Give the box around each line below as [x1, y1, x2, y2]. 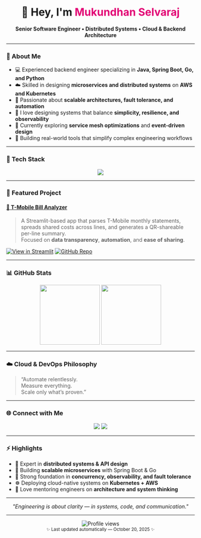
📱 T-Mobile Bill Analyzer [6, 203, 68, 211]
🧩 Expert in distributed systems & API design [14, 460, 128, 467]
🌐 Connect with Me [6, 409, 64, 418]
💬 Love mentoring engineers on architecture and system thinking [14, 485, 178, 493]
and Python [14, 75, 45, 82]
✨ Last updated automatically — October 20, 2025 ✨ [46, 526, 155, 532]
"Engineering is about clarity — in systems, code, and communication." [12, 503, 189, 510]
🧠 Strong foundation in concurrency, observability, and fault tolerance [14, 473, 191, 480]
